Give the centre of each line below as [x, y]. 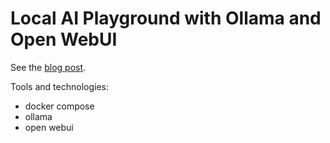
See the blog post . [48, 67]
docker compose [59, 106]
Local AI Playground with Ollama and [166, 18]
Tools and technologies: [59, 86]
